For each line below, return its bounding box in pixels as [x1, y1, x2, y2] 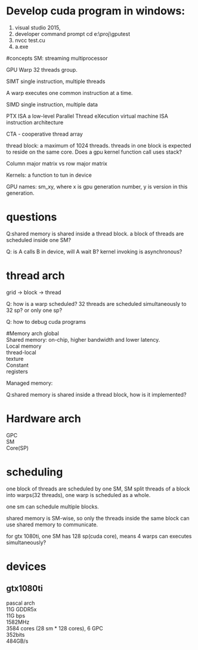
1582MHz [6, 618, 30, 626]
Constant [6, 361, 29, 369]
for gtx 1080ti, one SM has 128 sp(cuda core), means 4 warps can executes [6, 532, 192, 539]
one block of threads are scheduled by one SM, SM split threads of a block [6, 485, 190, 492]
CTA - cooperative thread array [6, 130, 83, 137]
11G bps [6, 612, 26, 619]
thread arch [6, 269, 65, 283]
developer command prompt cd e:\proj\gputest [14, 30, 130, 37]
